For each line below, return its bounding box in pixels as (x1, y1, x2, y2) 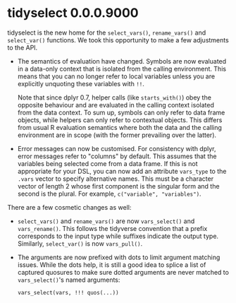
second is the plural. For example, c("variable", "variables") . (17, 189, 202, 198)
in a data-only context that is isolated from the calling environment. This (17, 64, 227, 73)
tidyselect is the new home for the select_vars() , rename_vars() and (7, 28, 206, 37)
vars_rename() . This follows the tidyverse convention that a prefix (17, 224, 208, 232)
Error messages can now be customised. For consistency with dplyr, (17, 144, 216, 153)
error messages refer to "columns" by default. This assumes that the (17, 152, 217, 160)
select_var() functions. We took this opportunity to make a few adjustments (7, 35, 229, 44)
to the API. (7, 43, 38, 52)
